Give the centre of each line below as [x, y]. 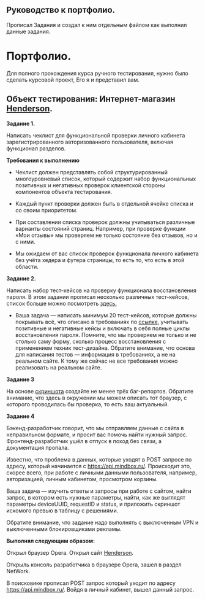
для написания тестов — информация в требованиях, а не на [95, 354]
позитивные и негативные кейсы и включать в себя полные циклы [102, 328]
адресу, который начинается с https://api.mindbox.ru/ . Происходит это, [99, 466]
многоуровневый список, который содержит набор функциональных [106, 179]
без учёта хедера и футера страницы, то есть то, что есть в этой [100, 260]
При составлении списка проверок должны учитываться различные [105, 222]
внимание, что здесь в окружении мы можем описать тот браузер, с [97, 398]
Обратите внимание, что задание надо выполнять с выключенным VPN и [102, 522]
